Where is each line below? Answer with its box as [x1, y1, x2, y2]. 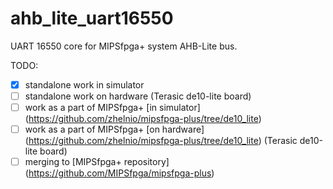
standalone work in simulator [24, 78, 145, 91]
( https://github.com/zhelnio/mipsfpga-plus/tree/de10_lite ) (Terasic [24, 135, 298, 147]
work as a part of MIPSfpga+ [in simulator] [24, 102, 201, 114]
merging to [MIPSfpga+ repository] [24, 156, 170, 168]
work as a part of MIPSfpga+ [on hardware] [24, 123, 205, 136]
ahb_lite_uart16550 [10, 7, 174, 30]
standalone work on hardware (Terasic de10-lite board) [24, 90, 252, 102]
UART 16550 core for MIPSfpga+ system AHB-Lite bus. [10, 40, 238, 52]
